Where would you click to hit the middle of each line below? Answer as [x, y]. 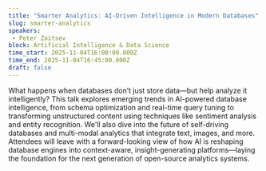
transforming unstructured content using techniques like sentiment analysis [133, 116]
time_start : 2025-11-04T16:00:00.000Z [73, 53]
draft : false [30, 68]
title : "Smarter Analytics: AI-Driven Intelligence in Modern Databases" [134, 16]
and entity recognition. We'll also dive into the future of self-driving [119, 124]
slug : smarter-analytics [50, 23]
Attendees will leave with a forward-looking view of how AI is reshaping [126, 141]
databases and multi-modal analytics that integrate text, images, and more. [132, 133]
